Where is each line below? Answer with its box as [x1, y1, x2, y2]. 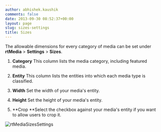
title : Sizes [5, 30, 32, 35]
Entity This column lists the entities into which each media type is [12, 73, 146, 79]
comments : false [5, 12, 38, 17]
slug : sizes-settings [5, 26, 50, 30]
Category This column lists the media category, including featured [12, 58, 147, 64]
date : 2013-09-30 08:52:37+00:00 [5, 16, 74, 21]
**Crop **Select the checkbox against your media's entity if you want [12, 106, 156, 112]
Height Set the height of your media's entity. [12, 97, 103, 103]
